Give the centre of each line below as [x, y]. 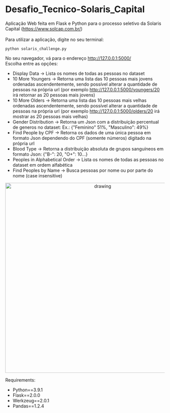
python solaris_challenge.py [36, 49]
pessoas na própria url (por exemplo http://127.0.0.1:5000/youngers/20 [86, 89]
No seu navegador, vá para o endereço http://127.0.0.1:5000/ [68, 58]
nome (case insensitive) [37, 175]
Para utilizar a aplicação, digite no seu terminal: [55, 40]
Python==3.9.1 [28, 390]
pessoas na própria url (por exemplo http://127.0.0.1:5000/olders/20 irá [86, 111]
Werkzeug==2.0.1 [31, 400]
